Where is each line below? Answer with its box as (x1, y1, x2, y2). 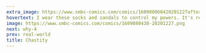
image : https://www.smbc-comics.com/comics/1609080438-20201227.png (6, 20, 185, 26)
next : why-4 (6, 26, 37, 32)
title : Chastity (6, 37, 48, 43)
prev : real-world (6, 32, 51, 38)
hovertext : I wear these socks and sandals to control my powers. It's (6, 15, 193, 21)
